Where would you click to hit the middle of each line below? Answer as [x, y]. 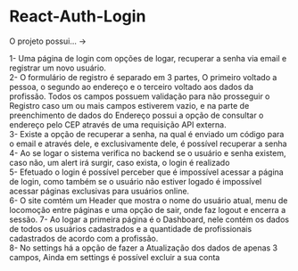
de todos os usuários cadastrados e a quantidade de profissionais [131, 228]
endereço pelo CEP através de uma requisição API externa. [118, 124]
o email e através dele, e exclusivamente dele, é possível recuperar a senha [148, 144]
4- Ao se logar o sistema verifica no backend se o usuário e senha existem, [148, 152]
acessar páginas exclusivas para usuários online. [99, 191]
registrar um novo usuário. [58, 68]
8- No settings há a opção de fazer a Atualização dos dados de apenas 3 [144, 248]
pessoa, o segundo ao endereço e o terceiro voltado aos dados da [132, 86]
